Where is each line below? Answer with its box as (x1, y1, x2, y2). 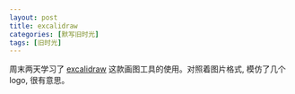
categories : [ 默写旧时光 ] (9, 30, 100, 38)
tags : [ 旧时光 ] (9, 38, 63, 47)
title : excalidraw (9, 21, 78, 30)
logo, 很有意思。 (9, 75, 70, 86)
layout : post (9, 13, 58, 22)
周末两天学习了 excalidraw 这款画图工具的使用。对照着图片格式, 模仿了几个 (9, 64, 286, 74)
